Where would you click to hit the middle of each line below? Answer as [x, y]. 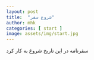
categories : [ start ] [34, 28]
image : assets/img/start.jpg [42, 34]
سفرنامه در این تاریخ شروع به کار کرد [47, 50]
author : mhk [21, 23]
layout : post [22, 12]
